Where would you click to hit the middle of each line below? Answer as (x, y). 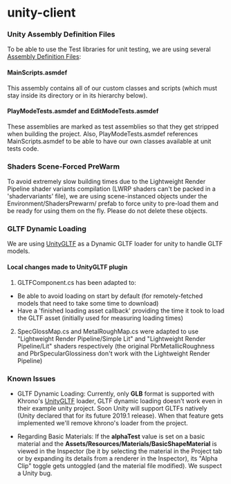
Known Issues (31, 378)
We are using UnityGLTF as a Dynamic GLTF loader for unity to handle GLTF (115, 244)
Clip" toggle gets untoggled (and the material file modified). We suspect (120, 465)
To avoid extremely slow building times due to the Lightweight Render (107, 182)
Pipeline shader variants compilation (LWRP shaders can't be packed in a (111, 189)
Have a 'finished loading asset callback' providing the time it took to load (121, 310)
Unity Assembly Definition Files (61, 35)
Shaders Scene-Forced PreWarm (63, 166)
